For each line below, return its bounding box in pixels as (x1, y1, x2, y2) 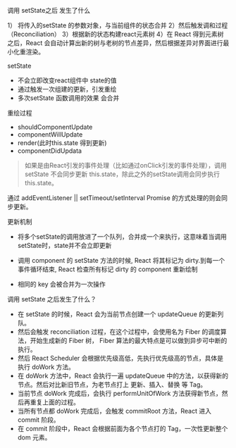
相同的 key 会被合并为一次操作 (17, 280, 106, 288)
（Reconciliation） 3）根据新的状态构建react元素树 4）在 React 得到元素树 (7, 30, 224, 38)
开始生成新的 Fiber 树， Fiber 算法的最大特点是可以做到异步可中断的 (30, 337, 228, 344)
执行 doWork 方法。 (17, 363, 75, 371)
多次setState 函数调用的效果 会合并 (17, 94, 120, 102)
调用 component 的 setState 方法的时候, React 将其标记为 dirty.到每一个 (17, 256, 225, 264)
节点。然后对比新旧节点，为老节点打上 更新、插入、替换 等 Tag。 (17, 380, 207, 389)
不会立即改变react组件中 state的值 (17, 76, 118, 85)
